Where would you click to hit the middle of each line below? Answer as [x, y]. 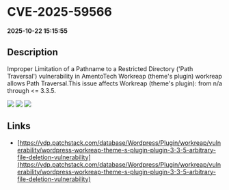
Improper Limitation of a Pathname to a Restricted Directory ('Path [100, 68]
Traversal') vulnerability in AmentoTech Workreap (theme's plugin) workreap [114, 76]
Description [32, 52]
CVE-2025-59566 [60, 12]
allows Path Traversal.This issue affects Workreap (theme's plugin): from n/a [115, 83]
